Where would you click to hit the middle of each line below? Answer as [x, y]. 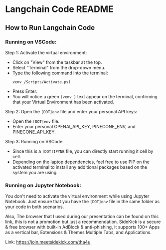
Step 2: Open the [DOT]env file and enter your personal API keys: [71, 111]
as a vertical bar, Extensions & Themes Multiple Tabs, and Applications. [79, 233]
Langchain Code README [59, 9]
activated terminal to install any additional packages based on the [80, 167]
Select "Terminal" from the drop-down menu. [59, 67]
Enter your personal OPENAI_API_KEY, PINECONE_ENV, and [74, 126]
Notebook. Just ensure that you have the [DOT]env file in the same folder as [83, 202]
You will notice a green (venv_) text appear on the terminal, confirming [85, 96]
